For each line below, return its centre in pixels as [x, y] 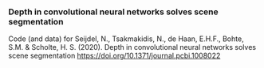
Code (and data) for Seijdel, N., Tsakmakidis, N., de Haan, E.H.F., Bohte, [126, 39]
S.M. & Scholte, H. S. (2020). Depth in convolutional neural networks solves [132, 47]
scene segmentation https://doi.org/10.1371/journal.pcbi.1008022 [114, 56]
